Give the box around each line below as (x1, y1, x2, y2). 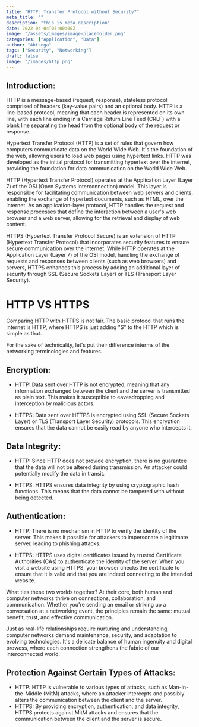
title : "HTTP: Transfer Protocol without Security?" (6, 8, 140, 15)
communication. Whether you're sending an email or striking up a (6, 601, 166, 608)
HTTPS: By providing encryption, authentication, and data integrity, (14, 703, 179, 710)
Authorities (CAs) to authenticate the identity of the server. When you (14, 558, 185, 565)
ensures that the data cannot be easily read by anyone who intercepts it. (14, 424, 192, 431)
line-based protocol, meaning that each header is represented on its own (6, 109, 185, 116)
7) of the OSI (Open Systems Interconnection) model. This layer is (6, 183, 168, 190)
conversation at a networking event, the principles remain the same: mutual (6, 607, 191, 614)
